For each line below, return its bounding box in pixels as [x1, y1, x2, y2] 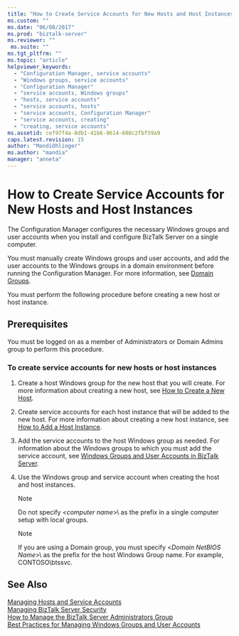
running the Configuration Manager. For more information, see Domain [7, 269, 214, 277]
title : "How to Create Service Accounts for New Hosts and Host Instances [7, 10, 234, 18]
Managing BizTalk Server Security [7, 605, 107, 613]
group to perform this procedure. [7, 345, 105, 353]
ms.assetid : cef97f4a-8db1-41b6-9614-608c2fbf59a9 [7, 129, 161, 136]
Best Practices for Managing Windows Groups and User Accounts [7, 620, 201, 629]
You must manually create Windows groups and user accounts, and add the [7, 254, 230, 262]
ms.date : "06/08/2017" [7, 23, 75, 31]
